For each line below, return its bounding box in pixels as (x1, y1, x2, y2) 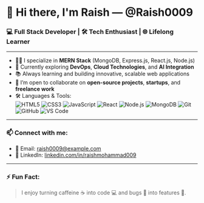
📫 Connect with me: (6, 129, 68, 137)
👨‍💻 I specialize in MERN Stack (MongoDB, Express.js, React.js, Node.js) (15, 57, 195, 64)
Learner (6, 38, 30, 46)
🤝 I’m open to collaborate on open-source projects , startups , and (15, 79, 181, 86)
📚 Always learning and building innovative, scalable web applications (15, 70, 190, 78)
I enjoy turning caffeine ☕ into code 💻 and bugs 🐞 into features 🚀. (21, 189, 186, 196)
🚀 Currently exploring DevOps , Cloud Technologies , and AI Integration (15, 63, 194, 71)
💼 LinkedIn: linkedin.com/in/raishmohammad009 (15, 151, 137, 159)
